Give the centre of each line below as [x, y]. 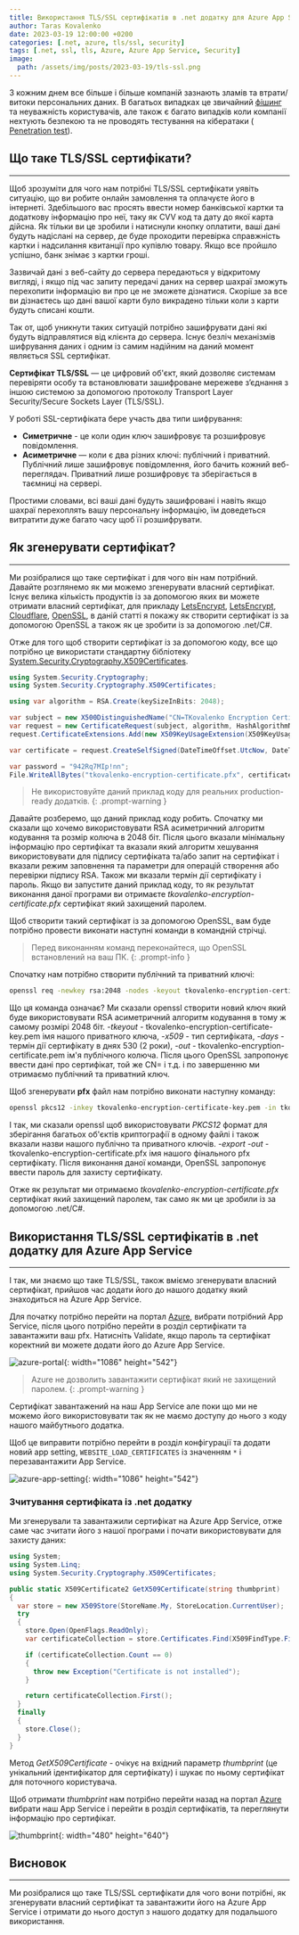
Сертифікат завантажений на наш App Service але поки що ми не [133, 1406]
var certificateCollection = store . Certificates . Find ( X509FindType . [155, 1639]
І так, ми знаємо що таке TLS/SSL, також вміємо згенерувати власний [143, 1280]
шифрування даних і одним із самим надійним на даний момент [132, 346]
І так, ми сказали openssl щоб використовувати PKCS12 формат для [139, 1125]
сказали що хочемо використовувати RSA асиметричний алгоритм [137, 828]
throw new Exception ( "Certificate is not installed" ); [137, 1672]
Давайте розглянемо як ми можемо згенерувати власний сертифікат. [142, 587]
